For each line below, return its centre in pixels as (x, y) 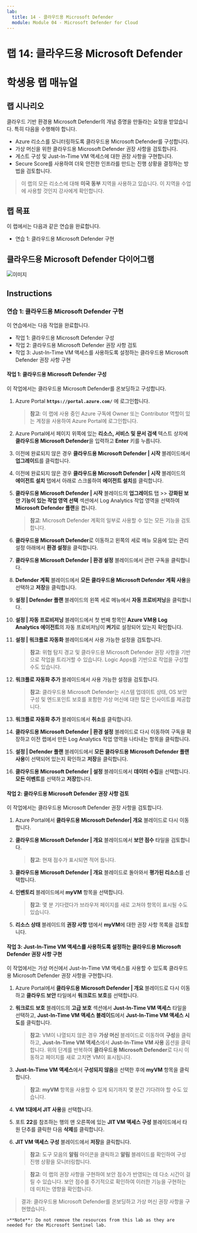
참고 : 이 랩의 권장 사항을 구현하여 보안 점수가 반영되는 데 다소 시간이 (107, 1174)
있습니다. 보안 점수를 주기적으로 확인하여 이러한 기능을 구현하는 (114, 1182)
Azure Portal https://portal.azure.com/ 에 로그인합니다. (82, 401)
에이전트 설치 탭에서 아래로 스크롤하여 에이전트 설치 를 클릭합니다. (89, 481)
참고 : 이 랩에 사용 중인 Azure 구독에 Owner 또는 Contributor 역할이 (107, 414)
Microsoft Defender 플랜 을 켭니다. (56, 508)
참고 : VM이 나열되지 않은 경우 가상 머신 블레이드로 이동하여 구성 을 (105, 1035)
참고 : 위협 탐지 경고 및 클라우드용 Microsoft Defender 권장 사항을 (105, 652)
